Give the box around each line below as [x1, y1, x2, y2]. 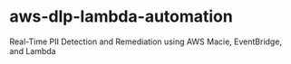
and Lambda [9, 45, 56, 56]
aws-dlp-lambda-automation [9, 6, 233, 27]
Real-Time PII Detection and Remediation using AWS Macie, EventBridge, [9, 36, 283, 47]
